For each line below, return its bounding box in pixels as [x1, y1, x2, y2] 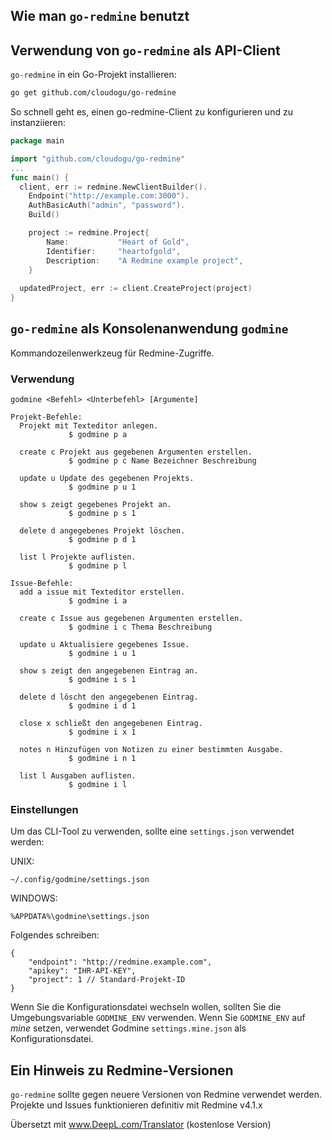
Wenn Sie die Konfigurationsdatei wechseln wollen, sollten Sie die [10, 1001, 282, 1013]
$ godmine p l [68, 561, 128, 571]
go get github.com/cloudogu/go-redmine [10, 88, 177, 98]
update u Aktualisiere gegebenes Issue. [19, 640, 190, 650]
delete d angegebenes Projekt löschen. [19, 526, 186, 536]
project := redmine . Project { [28, 228, 150, 238]
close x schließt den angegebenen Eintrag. [19, 719, 203, 729]
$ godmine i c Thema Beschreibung [68, 622, 213, 633]
